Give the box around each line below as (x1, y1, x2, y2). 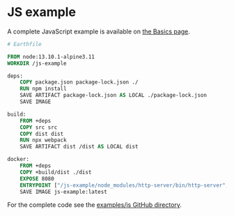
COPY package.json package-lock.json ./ (19, 79, 139, 86)
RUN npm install (19, 85, 68, 93)
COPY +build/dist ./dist (19, 169, 92, 176)
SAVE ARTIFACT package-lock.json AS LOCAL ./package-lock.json (19, 92, 208, 99)
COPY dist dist (19, 130, 64, 137)
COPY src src (19, 123, 58, 131)
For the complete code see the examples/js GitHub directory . (7, 201, 182, 209)
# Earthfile (7, 40, 42, 47)
